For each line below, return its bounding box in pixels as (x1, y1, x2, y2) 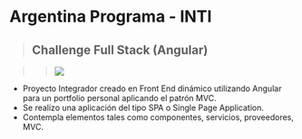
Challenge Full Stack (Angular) (31, 42, 209, 58)
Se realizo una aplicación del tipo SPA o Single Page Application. (22, 102, 265, 113)
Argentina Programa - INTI (9, 6, 212, 27)
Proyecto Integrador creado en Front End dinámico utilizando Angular (22, 83, 282, 94)
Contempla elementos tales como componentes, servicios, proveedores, (22, 112, 295, 123)
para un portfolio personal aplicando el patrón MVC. (22, 93, 217, 103)
